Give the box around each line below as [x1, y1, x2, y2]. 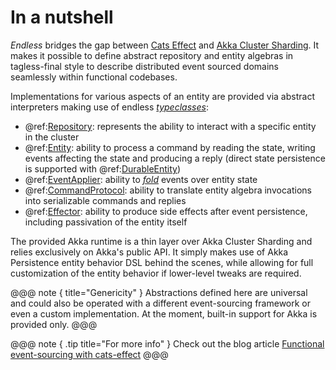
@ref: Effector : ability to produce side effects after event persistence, [24, 205, 308, 217]
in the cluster [24, 131, 80, 143]
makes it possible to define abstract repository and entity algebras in [10, 49, 294, 61]
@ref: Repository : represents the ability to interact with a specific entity [24, 120, 317, 132]
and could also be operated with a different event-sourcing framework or [10, 297, 312, 309]
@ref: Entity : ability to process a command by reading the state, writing [24, 141, 316, 153]
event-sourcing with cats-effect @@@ [10, 348, 169, 360]
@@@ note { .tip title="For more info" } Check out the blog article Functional [10, 337, 325, 350]
